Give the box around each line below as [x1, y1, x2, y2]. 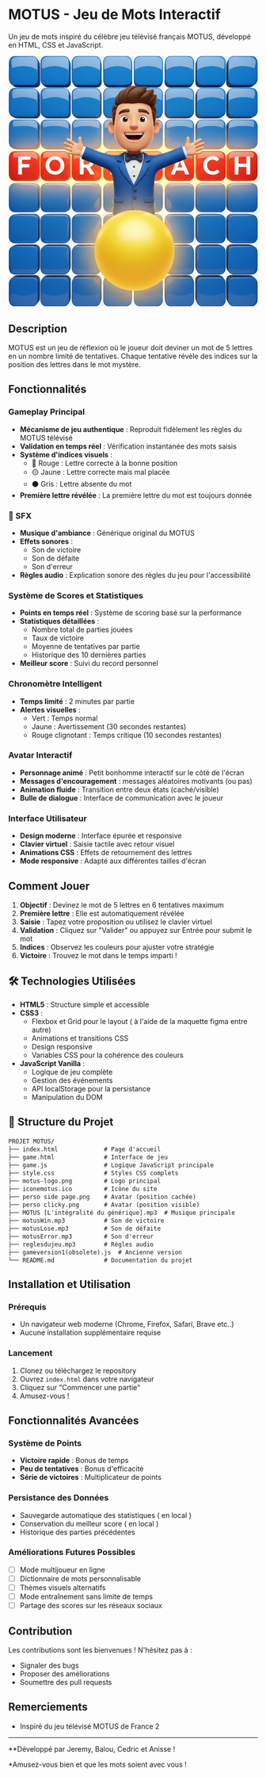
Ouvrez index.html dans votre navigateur [19, 1374, 154, 1384]
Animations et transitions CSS [31, 1033, 129, 1043]
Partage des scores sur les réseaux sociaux [19, 1601, 162, 1611]
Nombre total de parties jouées [31, 625, 133, 635]
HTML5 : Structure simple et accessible [19, 999, 150, 1009]
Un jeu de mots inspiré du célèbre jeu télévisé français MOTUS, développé [8, 32, 252, 41]
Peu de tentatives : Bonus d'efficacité [19, 1464, 144, 1473]
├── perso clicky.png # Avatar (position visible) [8, 1201, 200, 1209]
